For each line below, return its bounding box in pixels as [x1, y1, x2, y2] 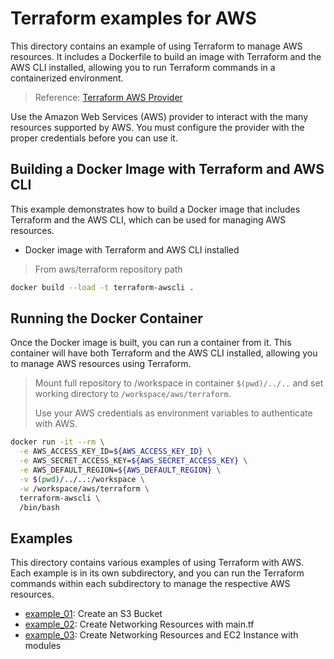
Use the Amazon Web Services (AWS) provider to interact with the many [10, 110, 308, 122]
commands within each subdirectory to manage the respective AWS [10, 578, 291, 590]
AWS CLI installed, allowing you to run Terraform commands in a [10, 61, 276, 73]
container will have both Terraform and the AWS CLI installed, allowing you [10, 347, 318, 359]
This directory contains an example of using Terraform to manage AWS [10, 40, 303, 52]
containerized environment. [10, 72, 124, 84]
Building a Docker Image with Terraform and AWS [10, 161, 325, 178]
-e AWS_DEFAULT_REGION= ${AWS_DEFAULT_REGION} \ [19, 465, 222, 476]
